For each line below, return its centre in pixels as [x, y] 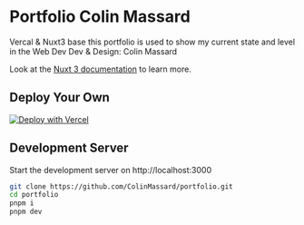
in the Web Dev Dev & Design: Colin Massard [93, 51]
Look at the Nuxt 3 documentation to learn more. [101, 69]
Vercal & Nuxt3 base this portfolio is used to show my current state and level [152, 42]
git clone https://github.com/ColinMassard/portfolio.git [121, 186]
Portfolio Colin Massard [100, 17]
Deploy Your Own [60, 98]
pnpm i [22, 203]
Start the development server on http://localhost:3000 [110, 170]
